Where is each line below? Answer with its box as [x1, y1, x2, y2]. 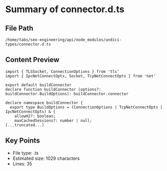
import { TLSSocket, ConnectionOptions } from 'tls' [5, 69, 120, 74]
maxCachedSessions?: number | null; [14, 118, 93, 123]
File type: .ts [12, 150, 39, 156]
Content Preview [5, 55, 60, 64]
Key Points [5, 136, 40, 145]
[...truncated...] [5, 122, 44, 128]
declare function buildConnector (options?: [5, 87, 101, 92]
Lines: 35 [12, 160, 32, 166]
